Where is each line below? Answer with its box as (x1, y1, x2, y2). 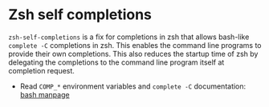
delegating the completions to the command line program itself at (8, 57, 225, 67)
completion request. (8, 65, 75, 75)
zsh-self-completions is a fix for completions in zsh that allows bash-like (8, 32, 250, 42)
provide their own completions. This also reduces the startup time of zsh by (8, 49, 259, 58)
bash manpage (19, 89, 70, 99)
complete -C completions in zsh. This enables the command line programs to (8, 40, 263, 50)
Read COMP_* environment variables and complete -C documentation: (19, 81, 247, 91)
